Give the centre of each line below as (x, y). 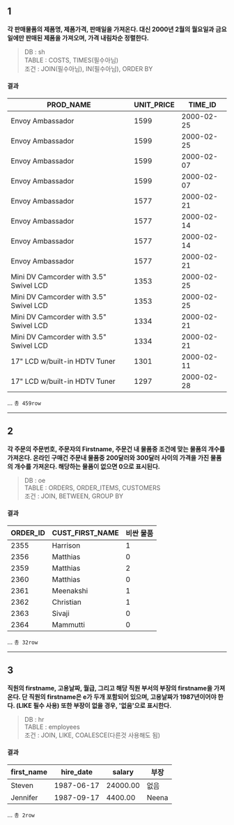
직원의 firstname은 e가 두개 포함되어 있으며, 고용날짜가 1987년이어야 (123, 697)
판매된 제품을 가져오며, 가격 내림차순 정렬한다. (87, 38)
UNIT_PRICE (155, 105)
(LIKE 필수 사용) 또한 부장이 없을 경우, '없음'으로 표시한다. (94, 705)
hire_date (77, 772)
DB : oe (35, 480)
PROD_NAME (69, 105)
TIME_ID (203, 105)
